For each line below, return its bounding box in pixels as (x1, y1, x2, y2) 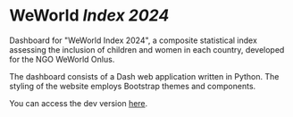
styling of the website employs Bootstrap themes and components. (9, 80, 256, 91)
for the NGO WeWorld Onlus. (9, 54, 115, 64)
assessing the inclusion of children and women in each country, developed (9, 44, 285, 54)
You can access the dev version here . (9, 97, 148, 108)
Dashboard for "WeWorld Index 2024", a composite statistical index (9, 35, 257, 46)
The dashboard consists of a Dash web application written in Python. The (9, 71, 280, 81)
